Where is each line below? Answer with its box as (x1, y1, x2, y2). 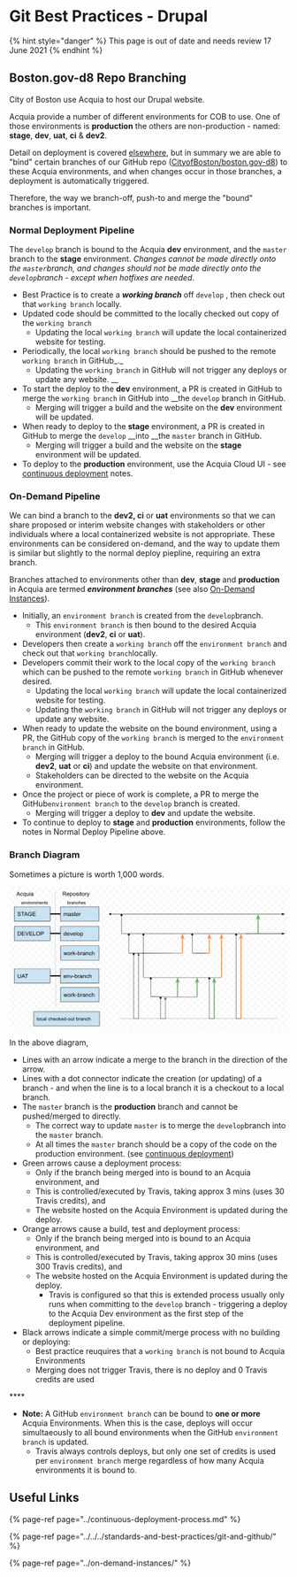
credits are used (34, 1374, 95, 1385)
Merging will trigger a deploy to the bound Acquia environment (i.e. (34, 751, 280, 762)
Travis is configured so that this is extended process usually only (48, 1289, 286, 1300)
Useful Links (9, 1490, 80, 1505)
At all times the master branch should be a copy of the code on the (34, 1139, 278, 1150)
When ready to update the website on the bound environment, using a (21, 723, 278, 734)
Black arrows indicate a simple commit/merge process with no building (21, 1327, 280, 1338)
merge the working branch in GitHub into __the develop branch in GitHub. (21, 393, 286, 404)
